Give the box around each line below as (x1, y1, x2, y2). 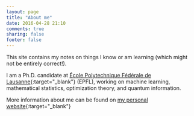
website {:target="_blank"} (6, 103, 71, 109)
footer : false (6, 37, 42, 43)
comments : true (6, 25, 45, 32)
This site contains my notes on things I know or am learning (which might (6, 54, 188, 60)
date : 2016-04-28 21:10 (6, 20, 66, 26)
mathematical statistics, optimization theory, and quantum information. (6, 85, 181, 91)
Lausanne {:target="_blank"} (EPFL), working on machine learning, (6, 78, 171, 85)
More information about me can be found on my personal (6, 96, 149, 103)
